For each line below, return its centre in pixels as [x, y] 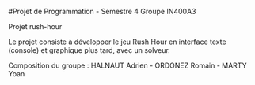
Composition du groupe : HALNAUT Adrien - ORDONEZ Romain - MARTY [127, 65]
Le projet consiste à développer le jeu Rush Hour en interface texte [118, 42]
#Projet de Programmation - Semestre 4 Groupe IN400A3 [102, 11]
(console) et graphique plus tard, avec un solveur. [89, 50]
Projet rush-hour [35, 26]
